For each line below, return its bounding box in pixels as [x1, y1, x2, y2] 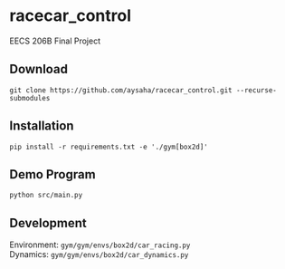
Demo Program [9, 167, 97, 182]
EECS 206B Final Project [9, 35, 101, 46]
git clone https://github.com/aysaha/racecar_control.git [9, 85, 233, 95]
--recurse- [235, 85, 278, 95]
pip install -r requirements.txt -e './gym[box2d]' [9, 142, 208, 151]
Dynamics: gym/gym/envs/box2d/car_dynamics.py [9, 249, 189, 260]
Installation [9, 119, 74, 134]
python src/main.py [9, 191, 83, 200]
